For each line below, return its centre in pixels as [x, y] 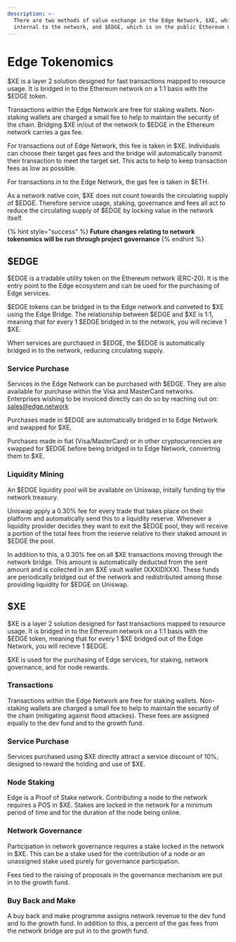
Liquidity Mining [36, 475]
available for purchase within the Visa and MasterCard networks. [101, 391]
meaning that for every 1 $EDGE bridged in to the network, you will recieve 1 [117, 322]
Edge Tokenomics [60, 62]
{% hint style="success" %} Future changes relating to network [101, 232]
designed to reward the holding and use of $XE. [77, 764]
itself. [15, 218]
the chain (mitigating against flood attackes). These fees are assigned [108, 715]
